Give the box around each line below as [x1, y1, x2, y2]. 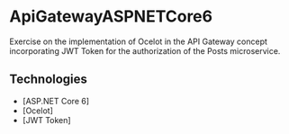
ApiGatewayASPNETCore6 [9, 6, 213, 27]
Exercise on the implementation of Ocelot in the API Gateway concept [9, 36, 268, 47]
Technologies [9, 72, 88, 87]
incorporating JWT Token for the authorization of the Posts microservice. [9, 45, 281, 56]
